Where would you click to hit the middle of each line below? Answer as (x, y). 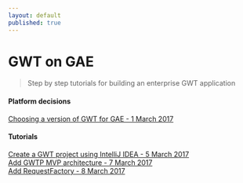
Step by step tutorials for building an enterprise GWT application (131, 83)
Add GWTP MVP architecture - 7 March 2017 (80, 163)
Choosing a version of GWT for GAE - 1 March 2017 (91, 119)
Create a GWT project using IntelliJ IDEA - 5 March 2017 (99, 154)
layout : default (34, 15)
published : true (34, 23)
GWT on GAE (51, 62)
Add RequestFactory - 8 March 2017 (67, 170)
